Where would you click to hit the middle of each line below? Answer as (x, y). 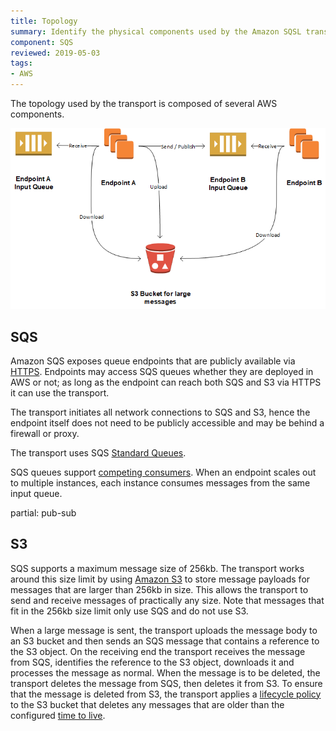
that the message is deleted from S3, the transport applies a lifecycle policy (166, 694)
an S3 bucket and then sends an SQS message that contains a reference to (165, 641)
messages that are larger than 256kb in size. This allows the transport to (159, 589)
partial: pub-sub (43, 512)
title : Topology (44, 21)
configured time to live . (58, 715)
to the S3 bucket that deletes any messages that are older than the (147, 704)
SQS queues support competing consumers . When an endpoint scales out (163, 472)
